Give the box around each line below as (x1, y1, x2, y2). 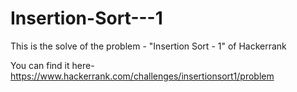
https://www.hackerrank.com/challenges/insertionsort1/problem (10, 70, 275, 82)
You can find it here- (10, 59, 95, 71)
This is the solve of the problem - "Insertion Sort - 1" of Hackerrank (10, 40, 287, 52)
